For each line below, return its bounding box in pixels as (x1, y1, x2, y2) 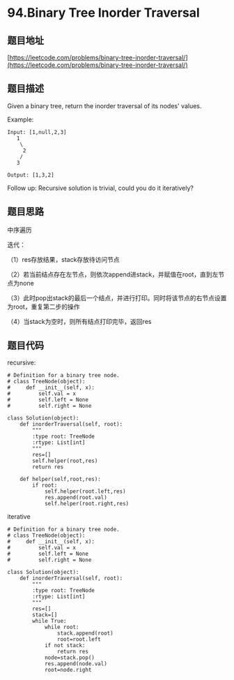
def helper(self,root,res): (19, 476, 101, 483)
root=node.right (44, 667, 92, 674)
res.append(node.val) (44, 660, 108, 667)
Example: (7, 115, 34, 124)
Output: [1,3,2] (7, 171, 54, 179)
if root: (32, 482, 58, 489)
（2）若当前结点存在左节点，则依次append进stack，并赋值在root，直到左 (7, 270, 219, 279)
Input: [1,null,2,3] (7, 128, 68, 135)
